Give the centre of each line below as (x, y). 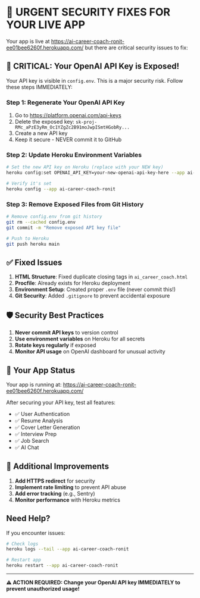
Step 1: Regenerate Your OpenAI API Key (65, 102)
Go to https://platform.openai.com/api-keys (68, 115)
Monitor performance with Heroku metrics (68, 500)
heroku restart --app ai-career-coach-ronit (62, 566)
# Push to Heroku (28, 238)
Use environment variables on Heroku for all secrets (80, 339)
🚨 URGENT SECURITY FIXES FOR (88, 12)
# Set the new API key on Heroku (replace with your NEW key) (85, 167)
